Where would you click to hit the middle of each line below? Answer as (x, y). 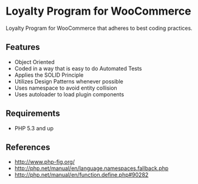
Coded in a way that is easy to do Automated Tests (78, 68)
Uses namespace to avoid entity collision (66, 88)
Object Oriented (35, 62)
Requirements (33, 114)
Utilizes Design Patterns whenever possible (69, 81)
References (28, 147)
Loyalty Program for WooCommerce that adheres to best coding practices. (99, 28)
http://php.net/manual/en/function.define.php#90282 (81, 175)
